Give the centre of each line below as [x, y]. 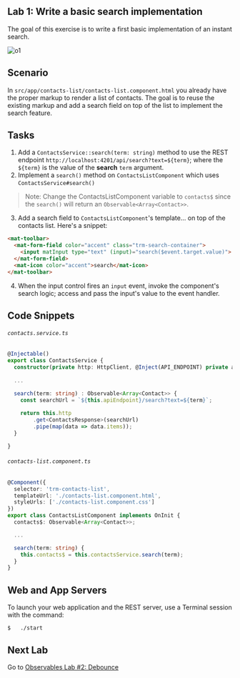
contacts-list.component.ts [49, 462]
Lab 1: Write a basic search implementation [105, 12]
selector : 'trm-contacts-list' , [62, 489]
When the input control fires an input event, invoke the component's [118, 286]
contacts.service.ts [38, 333]
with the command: [36, 615]
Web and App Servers [57, 590]
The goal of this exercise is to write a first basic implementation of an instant [120, 29]
